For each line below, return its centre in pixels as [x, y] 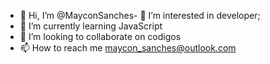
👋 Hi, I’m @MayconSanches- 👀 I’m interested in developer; [140, 15]
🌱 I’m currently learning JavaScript [91, 26]
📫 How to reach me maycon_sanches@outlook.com [128, 48]
